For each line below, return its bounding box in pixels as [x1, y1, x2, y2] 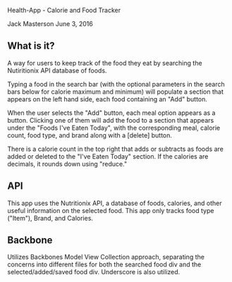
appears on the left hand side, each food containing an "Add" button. [7, 94, 208, 103]
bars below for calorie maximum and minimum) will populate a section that [7, 87, 224, 96]
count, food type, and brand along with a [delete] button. [7, 130, 173, 140]
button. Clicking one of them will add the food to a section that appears [7, 116, 214, 124]
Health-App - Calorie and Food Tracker [7, 6, 121, 14]
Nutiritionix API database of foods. [7, 66, 107, 75]
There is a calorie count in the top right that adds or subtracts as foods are [7, 145, 224, 153]
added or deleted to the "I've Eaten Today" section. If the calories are [7, 152, 209, 161]
